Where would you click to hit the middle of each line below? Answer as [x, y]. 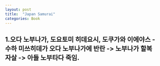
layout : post [18, 9]
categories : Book [23, 18]
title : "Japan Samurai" [30, 14]
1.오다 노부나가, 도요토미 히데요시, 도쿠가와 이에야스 [78, 39]
